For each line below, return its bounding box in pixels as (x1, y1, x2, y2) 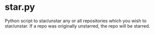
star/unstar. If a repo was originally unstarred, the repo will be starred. (5, 23, 150, 29)
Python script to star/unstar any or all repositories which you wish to (5, 18, 147, 24)
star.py (5, 1, 35, 13)
